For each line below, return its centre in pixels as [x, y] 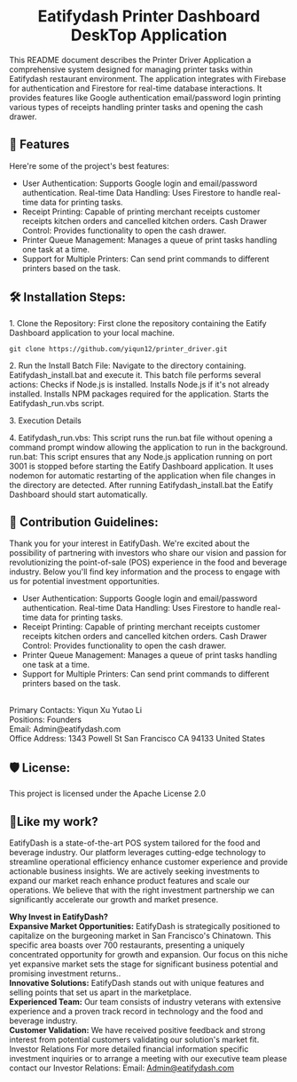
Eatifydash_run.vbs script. [57, 403]
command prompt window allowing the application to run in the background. [148, 447]
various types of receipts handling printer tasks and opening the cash [136, 107]
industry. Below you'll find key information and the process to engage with [145, 572]
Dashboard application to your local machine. [92, 333]
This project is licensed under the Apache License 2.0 [108, 794]
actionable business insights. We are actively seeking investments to [134, 871]
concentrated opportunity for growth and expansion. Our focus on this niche [148, 954]
